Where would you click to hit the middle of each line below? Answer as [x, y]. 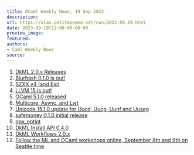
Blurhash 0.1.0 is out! [40, 78]
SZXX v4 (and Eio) [38, 84]
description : [23, 17]
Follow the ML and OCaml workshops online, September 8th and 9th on [101, 140]
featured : [19, 39]
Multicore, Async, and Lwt [47, 102]
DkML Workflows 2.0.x [42, 134]
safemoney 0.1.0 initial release [51, 115]
